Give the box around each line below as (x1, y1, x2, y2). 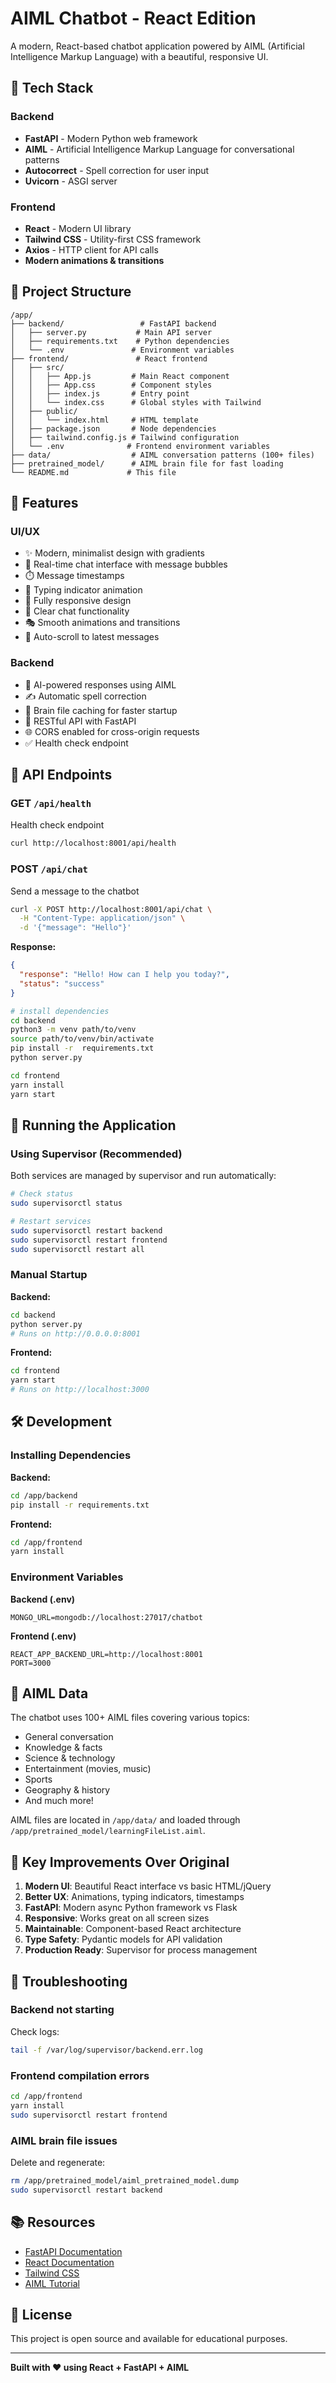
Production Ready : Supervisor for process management (24, 1944, 258, 1956)
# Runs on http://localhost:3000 (10, 1385, 150, 1395)
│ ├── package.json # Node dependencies (10, 423, 217, 434)
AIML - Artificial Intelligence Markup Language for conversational (24, 143, 295, 155)
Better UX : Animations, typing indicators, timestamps (24, 1891, 245, 1903)
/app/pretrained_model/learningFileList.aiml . (10, 1825, 206, 1837)
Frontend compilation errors (10, 2068, 150, 2082)
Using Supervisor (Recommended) (10, 1147, 183, 1161)
